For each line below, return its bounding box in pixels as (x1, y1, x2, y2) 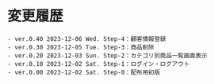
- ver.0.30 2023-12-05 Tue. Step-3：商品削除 (7, 43, 155, 51)
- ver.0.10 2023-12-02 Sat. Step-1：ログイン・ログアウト (7, 60, 190, 68)
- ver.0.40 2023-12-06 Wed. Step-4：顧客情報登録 (7, 35, 167, 43)
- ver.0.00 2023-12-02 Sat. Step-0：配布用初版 (7, 68, 160, 76)
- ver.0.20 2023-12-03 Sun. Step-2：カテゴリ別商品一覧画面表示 (7, 52, 208, 60)
